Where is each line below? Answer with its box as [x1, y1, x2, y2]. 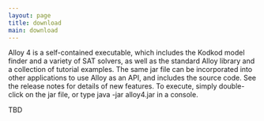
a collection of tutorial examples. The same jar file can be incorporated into [8, 65, 253, 74]
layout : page [8, 11, 51, 20]
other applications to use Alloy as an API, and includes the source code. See [8, 73, 257, 83]
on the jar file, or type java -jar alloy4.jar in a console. [25, 90, 199, 100]
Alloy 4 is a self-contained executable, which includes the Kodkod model [8, 48, 245, 58]
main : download [8, 26, 58, 34]
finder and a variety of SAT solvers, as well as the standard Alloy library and [8, 56, 255, 66]
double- [218, 81, 245, 91]
